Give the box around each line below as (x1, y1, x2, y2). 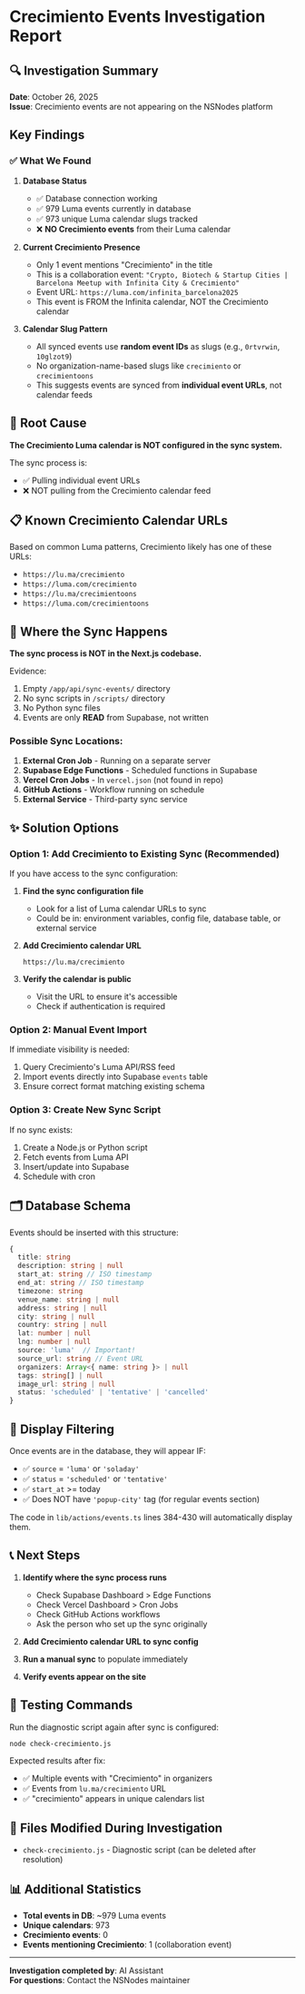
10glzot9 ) (35, 350, 73, 361)
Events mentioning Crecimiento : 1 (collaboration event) (22, 1940, 232, 1950)
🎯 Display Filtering (9, 1421, 115, 1437)
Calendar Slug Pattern (22, 323, 108, 334)
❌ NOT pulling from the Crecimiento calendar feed (22, 485, 212, 496)
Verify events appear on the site (22, 1671, 147, 1682)
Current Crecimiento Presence (22, 241, 141, 252)
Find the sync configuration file (22, 886, 144, 897)
